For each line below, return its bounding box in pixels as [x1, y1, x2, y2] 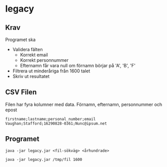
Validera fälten [12, 47, 43, 52]
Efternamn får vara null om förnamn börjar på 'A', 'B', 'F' [20, 63, 136, 68]
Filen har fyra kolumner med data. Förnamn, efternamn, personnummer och [5, 101, 162, 107]
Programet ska [5, 36, 36, 43]
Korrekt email [20, 52, 48, 58]
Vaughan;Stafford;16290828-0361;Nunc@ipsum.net [5, 121, 107, 126]
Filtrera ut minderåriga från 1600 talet [12, 68, 90, 74]
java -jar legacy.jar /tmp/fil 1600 [5, 157, 82, 162]
